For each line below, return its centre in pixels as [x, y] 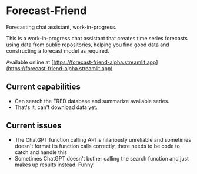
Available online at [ [30, 62]
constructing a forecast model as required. [58, 50]
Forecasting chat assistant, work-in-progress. [61, 27]
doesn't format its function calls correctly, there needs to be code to [97, 146]
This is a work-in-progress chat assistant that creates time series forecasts [97, 38]
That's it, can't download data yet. [56, 107]
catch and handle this [41, 152]
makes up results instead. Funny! [55, 165]
